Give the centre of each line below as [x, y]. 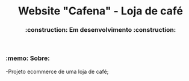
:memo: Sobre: [28, 58]
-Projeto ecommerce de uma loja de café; [57, 71]
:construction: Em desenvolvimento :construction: [101, 30]
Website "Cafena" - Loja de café [101, 11]
